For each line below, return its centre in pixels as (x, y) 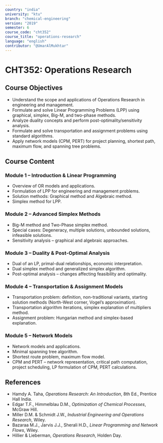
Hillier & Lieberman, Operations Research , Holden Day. (67, 435)
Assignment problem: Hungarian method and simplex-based (72, 318)
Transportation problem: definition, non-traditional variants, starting (80, 297)
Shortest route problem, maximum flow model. (59, 357)
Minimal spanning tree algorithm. (45, 351)
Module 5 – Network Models (39, 336)
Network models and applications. (46, 346)
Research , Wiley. (29, 420)
